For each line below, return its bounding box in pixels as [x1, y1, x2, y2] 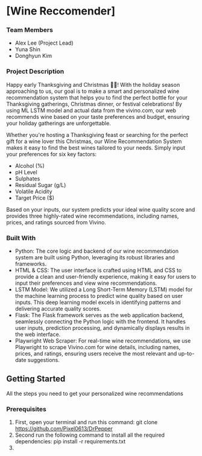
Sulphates [14, 175, 40, 182]
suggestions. [27, 356, 60, 364]
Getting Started [6, 374, 66, 384]
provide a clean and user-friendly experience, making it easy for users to [14, 273, 197, 280]
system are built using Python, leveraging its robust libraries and [14, 254, 175, 261]
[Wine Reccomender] [6, 4, 116, 18]
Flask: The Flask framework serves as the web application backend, [14, 312, 184, 319]
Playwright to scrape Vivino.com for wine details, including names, [14, 344, 181, 351]
